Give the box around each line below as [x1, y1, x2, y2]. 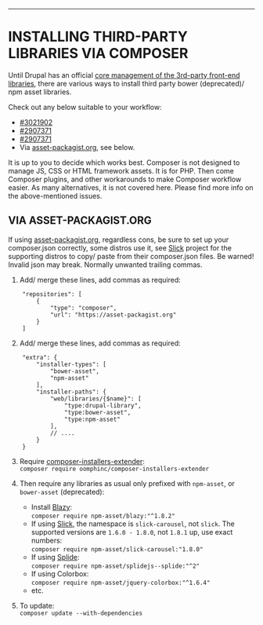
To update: [19, 601, 55, 610]
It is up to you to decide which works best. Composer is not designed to [8, 158, 240, 167]
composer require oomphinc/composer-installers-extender [19, 465, 210, 473]
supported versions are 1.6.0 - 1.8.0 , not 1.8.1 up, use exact [31, 527, 233, 536]
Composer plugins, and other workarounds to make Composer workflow [8, 174, 242, 184]
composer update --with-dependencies [19, 609, 143, 617]
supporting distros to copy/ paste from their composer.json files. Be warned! [8, 251, 254, 261]
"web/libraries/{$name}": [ [49, 394, 142, 403]
